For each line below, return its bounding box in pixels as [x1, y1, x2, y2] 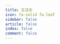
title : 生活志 [5, 7, 33, 13]
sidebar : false [5, 17, 37, 22]
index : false [5, 26, 33, 31]
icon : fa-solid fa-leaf [5, 12, 55, 17]
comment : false [5, 31, 37, 36]
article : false [5, 21, 37, 27]
